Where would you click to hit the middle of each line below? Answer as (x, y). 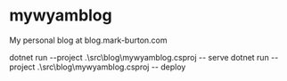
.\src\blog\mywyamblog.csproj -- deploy (111, 67)
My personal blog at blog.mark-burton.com (88, 40)
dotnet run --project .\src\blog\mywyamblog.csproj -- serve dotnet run (139, 57)
